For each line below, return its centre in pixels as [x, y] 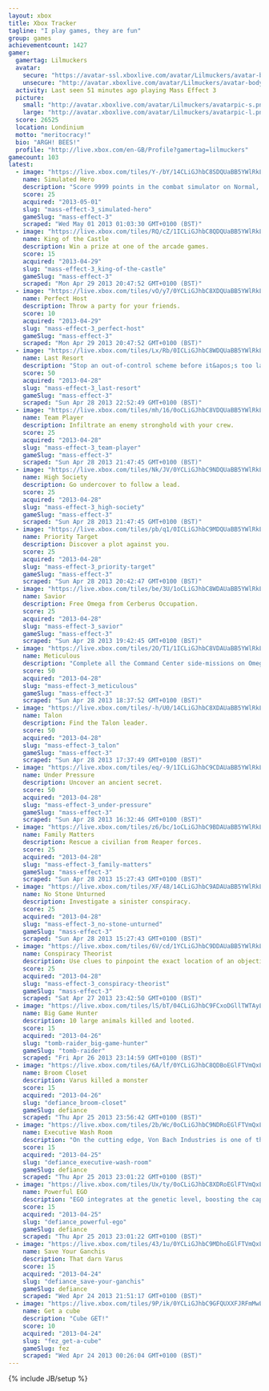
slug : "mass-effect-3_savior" [73, 626]
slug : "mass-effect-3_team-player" [82, 448]
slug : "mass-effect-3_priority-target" [89, 567]
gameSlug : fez [46, 1349]
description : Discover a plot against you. [96, 545]
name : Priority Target [60, 537]
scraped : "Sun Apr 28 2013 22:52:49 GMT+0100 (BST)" [112, 403]
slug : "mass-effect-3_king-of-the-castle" [94, 269]
